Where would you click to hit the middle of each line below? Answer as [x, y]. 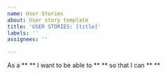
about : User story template [48, 20]
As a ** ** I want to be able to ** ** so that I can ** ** [84, 65]
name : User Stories [35, 14]
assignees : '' [28, 40]
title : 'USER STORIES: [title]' [54, 26]
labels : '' [23, 33]
